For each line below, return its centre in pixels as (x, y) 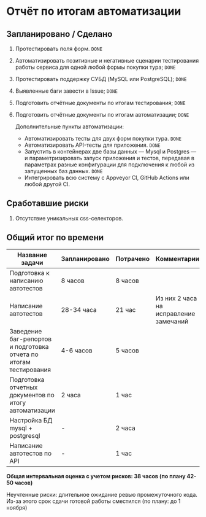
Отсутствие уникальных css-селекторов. (69, 218)
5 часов (127, 350)
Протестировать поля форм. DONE (59, 49)
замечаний (172, 321)
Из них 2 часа (176, 298)
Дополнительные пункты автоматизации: (70, 126)
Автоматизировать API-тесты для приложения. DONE (92, 145)
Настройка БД (31, 420)
